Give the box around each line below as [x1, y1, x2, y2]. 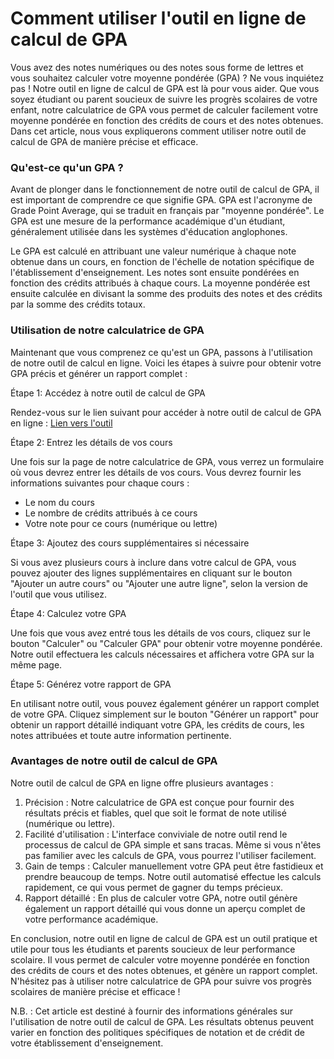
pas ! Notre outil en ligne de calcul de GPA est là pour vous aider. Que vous [10, 82, 320, 94]
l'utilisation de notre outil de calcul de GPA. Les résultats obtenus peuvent [10, 1015, 315, 1027]
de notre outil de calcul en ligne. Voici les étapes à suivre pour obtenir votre [10, 357, 322, 369]
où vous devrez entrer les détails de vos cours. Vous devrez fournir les [10, 466, 302, 478]
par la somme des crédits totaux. [10, 298, 146, 311]
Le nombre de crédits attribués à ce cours [24, 507, 198, 519]
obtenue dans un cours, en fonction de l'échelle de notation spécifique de [10, 256, 315, 268]
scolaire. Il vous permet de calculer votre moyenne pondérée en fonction [10, 953, 310, 966]
